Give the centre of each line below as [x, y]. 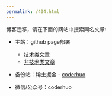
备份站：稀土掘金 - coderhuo [50, 74]
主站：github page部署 [42, 41]
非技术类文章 [39, 62]
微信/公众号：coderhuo [43, 87]
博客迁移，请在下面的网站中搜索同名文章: [56, 29]
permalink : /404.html [33, 12]
